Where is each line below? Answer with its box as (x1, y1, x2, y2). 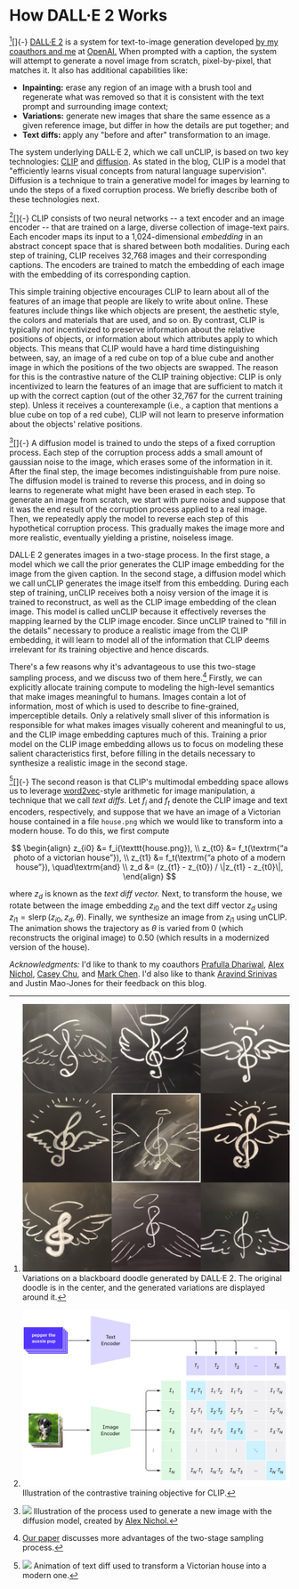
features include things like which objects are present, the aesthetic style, (9, 305, 279, 316)
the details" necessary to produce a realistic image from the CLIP (9, 625, 248, 636)
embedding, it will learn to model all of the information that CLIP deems (9, 634, 270, 645)
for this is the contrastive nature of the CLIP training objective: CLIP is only (9, 371, 282, 383)
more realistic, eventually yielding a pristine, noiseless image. (9, 531, 234, 543)
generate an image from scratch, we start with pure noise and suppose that (9, 494, 287, 505)
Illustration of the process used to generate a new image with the (33, 1505, 272, 1516)
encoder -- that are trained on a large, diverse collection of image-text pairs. (9, 222, 290, 232)
